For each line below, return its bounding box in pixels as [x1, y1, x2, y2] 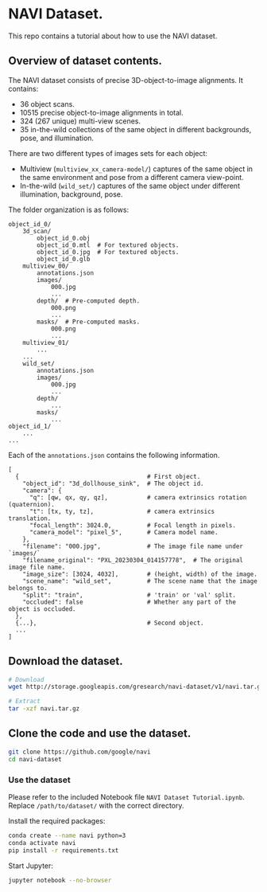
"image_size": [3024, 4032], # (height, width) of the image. [22, 570, 258, 578]
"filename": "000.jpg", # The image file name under [22, 542, 244, 550]
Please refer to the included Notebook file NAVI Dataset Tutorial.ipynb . [8, 792, 245, 801]
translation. [8, 514, 52, 522]
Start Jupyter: [8, 861, 54, 870]
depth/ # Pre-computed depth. [37, 296, 141, 305]
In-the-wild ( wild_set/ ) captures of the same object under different [19, 181, 241, 190]
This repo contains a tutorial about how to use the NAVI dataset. [8, 31, 218, 41]
